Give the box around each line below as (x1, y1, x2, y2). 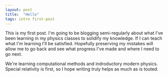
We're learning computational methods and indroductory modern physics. (5, 61, 158, 67)
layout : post (5, 7, 33, 12)
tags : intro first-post (5, 16, 55, 21)
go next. (5, 51, 23, 57)
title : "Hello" (5, 12, 39, 17)
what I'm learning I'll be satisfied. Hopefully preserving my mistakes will (5, 41, 153, 47)
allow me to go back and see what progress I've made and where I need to (5, 46, 159, 52)
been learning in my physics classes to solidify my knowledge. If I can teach (5, 35, 162, 41)
